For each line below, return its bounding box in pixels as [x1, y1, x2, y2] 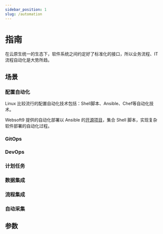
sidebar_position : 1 [5, 7, 47, 12]
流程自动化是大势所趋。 [5, 57, 52, 63]
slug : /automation [5, 12, 42, 17]
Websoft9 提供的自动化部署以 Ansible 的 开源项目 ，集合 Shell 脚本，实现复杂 [5, 117, 158, 123]
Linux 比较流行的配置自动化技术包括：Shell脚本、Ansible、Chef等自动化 [5, 101, 150, 107]
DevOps [5, 148, 25, 155]
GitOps [5, 136, 22, 143]
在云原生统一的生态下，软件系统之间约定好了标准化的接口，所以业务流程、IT [5, 51, 158, 57]
